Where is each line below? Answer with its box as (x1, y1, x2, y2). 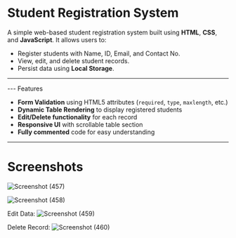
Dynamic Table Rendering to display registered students (17, 105, 183, 114)
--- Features (7, 84, 44, 93)
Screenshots (7, 159, 84, 175)
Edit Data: (7, 209, 36, 218)
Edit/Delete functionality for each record (17, 112, 138, 121)
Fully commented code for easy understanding (17, 128, 155, 136)
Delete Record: (7, 223, 51, 231)
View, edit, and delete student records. (17, 56, 130, 65)
